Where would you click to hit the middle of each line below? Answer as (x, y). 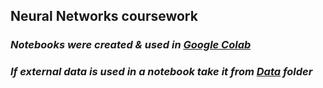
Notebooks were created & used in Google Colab (131, 45)
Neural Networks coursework (104, 16)
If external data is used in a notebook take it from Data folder (161, 72)
